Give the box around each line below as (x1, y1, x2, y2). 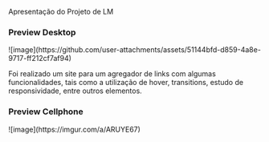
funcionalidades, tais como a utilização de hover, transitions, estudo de (8, 78, 243, 87)
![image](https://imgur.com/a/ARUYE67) (8, 124, 141, 134)
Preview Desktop (8, 26, 76, 38)
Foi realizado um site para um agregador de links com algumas (8, 69, 217, 79)
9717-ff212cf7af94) (8, 54, 72, 63)
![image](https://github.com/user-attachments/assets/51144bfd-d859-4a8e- (8, 45, 261, 55)
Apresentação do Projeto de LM (8, 7, 114, 16)
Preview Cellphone (8, 106, 84, 117)
